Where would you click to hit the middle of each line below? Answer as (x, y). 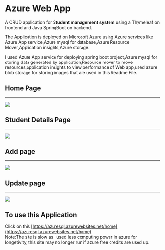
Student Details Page (38, 120)
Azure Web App (38, 9)
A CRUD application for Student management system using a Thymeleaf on (82, 22)
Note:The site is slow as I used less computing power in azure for (71, 237)
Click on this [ (19, 226)
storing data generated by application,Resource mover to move (69, 62)
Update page (25, 183)
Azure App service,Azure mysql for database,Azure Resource (67, 42)
